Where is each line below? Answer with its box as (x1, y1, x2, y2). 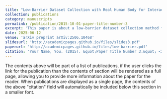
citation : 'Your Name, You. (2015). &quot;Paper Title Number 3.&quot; (5, 49, 157, 54)
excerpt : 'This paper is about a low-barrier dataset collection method (5, 26, 159, 31)
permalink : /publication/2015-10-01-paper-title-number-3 (5, 21, 128, 26)
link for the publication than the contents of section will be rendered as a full (5, 68, 161, 74)
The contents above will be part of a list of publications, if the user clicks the (5, 63, 162, 69)
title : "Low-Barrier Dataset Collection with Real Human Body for (5, 7, 146, 12)
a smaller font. (5, 89, 35, 95)
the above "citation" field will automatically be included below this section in (5, 84, 161, 90)
